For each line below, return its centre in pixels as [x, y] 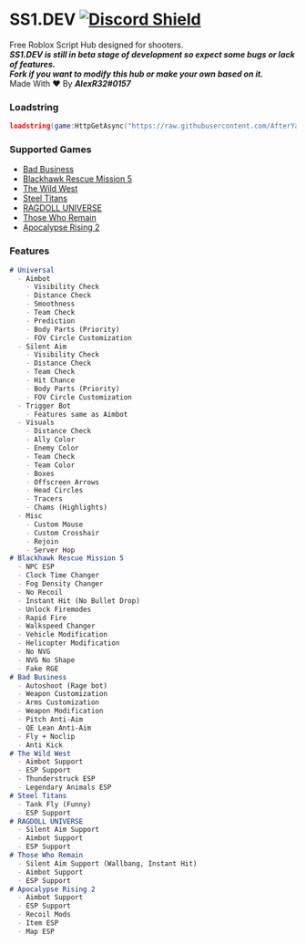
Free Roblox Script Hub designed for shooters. [97, 45]
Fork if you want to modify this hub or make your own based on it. [137, 74]
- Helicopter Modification [69, 643]
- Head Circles [55, 491]
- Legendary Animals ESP [65, 788]
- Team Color [51, 465]
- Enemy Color [52, 448]
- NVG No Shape [46, 660]
